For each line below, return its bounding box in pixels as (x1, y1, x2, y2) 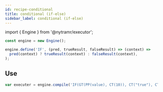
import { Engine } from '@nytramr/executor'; (5, 29, 94, 35)
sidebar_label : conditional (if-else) (5, 16, 83, 21)
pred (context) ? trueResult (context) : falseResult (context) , (9, 52, 138, 57)
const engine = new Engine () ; (5, 39, 66, 43)
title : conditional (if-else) (5, 12, 66, 16)
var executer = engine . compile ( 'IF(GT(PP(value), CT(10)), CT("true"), (5, 82, 153, 87)
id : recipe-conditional (5, 7, 53, 12)
